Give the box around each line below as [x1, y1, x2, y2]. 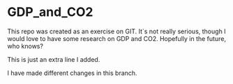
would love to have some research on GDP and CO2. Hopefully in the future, [7, 34, 227, 42]
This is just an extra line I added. [7, 55, 100, 63]
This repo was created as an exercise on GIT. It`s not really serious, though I [7, 27, 226, 35]
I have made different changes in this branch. [7, 69, 137, 77]
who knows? [7, 42, 44, 50]
